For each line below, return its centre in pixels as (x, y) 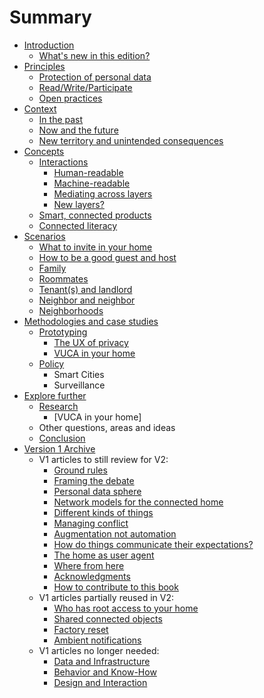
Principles (44, 66)
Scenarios (44, 236)
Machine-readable (92, 183)
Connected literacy (78, 225)
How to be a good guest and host (107, 257)
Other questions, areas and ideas (107, 427)
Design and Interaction (100, 682)
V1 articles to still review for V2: (103, 459)
